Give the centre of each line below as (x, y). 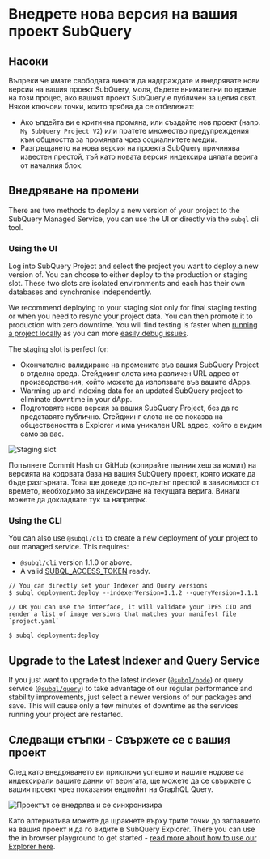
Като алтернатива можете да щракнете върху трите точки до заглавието (135, 821)
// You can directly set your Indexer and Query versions (108, 586)
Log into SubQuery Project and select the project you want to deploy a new (133, 266)
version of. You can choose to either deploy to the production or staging (128, 275)
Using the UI (33, 248)
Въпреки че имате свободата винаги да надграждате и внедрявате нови (134, 81)
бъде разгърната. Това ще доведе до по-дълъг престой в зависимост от (134, 482)
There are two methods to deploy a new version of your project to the (124, 210)
